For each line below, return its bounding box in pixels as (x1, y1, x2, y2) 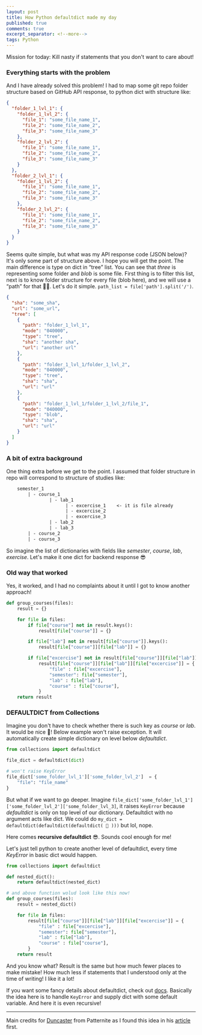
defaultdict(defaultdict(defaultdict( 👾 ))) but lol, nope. (6, 821, 153, 829)
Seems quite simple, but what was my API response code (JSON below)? (6, 251, 188, 258)
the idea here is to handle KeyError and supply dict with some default (6, 993, 177, 1000)
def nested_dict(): (6, 874, 55, 880)
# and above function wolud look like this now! (6, 890, 130, 897)
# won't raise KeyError (6, 768, 66, 774)
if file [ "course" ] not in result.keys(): (28, 622, 133, 628)
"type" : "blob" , (22, 412, 63, 418)
